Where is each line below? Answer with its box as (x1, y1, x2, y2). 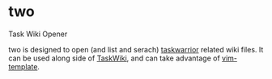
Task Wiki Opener (8, 29, 68, 39)
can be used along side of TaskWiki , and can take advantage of (8, 53, 220, 63)
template (8, 61, 38, 71)
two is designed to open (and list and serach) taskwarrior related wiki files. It (8, 44, 264, 54)
